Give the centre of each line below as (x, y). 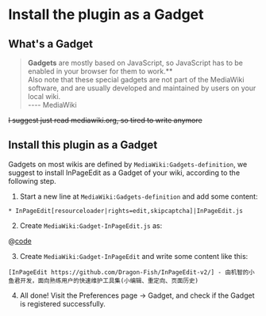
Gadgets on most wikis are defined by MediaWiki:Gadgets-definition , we (128, 164)
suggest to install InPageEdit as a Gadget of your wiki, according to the (124, 173)
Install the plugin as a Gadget (106, 15)
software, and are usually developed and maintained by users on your (142, 88)
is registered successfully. (62, 303)
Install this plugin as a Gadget (83, 145)
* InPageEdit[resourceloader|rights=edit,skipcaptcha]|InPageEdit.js (126, 211)
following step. (33, 181)
